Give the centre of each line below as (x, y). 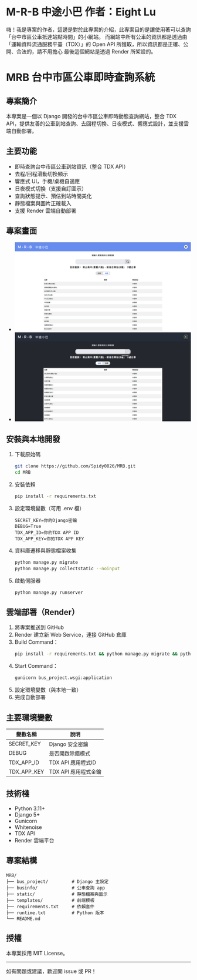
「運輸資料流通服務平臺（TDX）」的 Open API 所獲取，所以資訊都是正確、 (95, 44)
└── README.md (23, 919)
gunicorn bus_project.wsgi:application (63, 678)
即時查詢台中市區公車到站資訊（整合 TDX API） (72, 166)
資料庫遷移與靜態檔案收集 (45, 550)
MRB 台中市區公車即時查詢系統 (81, 78)
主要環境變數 (29, 718)
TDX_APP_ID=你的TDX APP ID (47, 533)
